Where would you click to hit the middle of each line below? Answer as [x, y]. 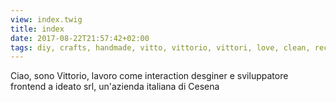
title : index [37, 29]
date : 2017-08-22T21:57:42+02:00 [80, 38]
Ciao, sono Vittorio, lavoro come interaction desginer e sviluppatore [149, 76]
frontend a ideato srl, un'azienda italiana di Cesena [115, 87]
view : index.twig [46, 19]
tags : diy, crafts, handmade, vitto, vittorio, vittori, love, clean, [160, 47]
